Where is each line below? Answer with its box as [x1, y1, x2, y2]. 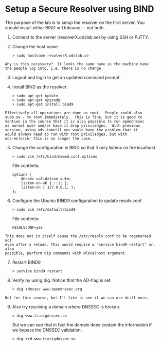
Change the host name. [12, 43, 59, 49]
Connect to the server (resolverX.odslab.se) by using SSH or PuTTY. [12, 34, 149, 40]
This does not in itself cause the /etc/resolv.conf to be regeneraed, [5, 233, 153, 239]
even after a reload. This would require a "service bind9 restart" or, [5, 242, 156, 247]
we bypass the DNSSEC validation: [12, 327, 82, 333]
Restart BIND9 [12, 259, 41, 265]
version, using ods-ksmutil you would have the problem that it [5, 127, 138, 132]
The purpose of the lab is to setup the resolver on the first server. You [5, 20, 145, 25]
